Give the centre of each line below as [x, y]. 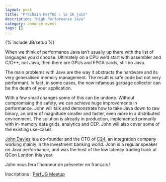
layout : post [19, 10]
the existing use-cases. [29, 129]
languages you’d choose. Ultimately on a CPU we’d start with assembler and [83, 57]
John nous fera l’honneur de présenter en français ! [58, 165]
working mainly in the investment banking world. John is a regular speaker [81, 144]
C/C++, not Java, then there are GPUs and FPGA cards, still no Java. [75, 63]
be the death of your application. [39, 88]
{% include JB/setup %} [30, 42]
